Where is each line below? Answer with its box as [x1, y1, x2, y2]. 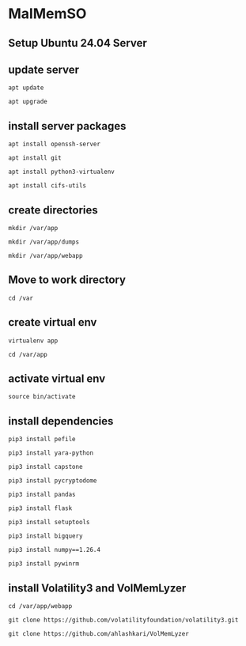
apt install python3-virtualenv [8, 168, 115, 176]
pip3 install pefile [8, 436, 77, 444]
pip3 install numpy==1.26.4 [8, 546, 101, 554]
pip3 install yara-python [8, 449, 93, 457]
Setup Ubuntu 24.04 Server [8, 36, 148, 50]
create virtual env [8, 315, 97, 329]
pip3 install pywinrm [8, 560, 80, 568]
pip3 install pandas [8, 491, 77, 499]
